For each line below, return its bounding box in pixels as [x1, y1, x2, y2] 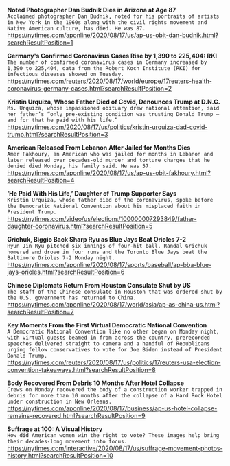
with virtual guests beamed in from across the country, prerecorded [7, 334, 211, 341]
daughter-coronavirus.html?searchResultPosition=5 [7, 222, 153, 230]
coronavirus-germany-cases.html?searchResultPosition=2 [7, 84, 172, 92]
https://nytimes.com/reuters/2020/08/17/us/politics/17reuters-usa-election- [7, 358, 221, 366]
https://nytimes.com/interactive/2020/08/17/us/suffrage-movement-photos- [7, 444, 223, 452]
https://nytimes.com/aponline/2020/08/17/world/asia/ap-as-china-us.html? [7, 301, 220, 308]
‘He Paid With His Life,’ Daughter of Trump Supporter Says [7, 189, 177, 198]
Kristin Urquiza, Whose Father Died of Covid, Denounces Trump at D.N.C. [7, 97, 221, 106]
